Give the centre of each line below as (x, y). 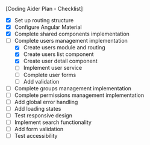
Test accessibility (36, 136)
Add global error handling (46, 102)
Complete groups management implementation (73, 88)
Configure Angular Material (48, 27)
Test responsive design (43, 115)
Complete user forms (50, 75)
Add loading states (38, 108)
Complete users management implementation (71, 41)
